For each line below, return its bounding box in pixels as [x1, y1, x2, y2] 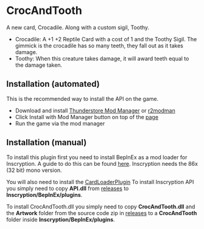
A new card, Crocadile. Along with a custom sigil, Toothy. [6, 24, 150, 31]
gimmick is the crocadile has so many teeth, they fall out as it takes [15, 42, 184, 49]
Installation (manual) [6, 137, 87, 148]
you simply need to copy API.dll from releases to [6, 185, 129, 192]
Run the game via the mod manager [15, 120, 105, 127]
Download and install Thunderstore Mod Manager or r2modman [15, 107, 175, 114]
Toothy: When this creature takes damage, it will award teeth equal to [15, 55, 189, 62]
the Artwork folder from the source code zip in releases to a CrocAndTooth [6, 209, 197, 216]
